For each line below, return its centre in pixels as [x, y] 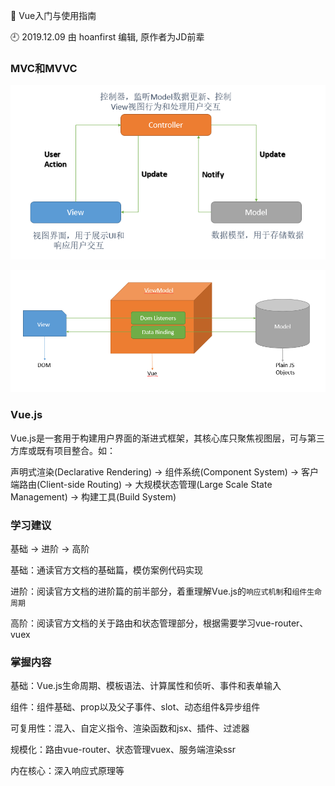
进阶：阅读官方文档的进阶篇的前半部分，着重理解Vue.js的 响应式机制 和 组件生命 [166, 591]
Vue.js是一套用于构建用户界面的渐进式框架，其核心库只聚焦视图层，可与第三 [167, 438]
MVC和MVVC [44, 68]
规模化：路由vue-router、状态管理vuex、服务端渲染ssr [123, 750]
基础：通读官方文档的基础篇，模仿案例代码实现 [106, 570]
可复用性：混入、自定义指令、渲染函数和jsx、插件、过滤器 [130, 728]
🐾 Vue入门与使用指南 [53, 15]
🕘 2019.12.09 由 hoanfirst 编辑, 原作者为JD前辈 [107, 37]
